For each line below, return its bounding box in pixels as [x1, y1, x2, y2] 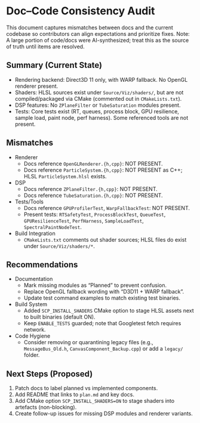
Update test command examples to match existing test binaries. [23, 294, 181, 302]
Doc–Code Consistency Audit [6, 4, 155, 18]
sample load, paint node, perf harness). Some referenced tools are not [14, 114, 189, 121]
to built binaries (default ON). [23, 313, 96, 320]
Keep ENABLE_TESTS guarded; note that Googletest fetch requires [23, 320, 181, 327]
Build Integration [14, 230, 56, 237]
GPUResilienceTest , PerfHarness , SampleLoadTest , [23, 217, 144, 224]
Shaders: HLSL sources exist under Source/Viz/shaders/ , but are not [14, 88, 184, 96]
